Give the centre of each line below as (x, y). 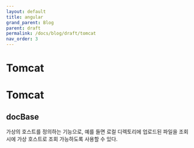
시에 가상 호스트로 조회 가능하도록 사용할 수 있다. (62, 139)
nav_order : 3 (22, 39)
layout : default (26, 11)
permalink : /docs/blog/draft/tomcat (51, 34)
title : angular (25, 17)
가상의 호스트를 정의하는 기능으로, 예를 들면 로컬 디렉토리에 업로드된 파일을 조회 (97, 132)
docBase (23, 116)
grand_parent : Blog (30, 22)
